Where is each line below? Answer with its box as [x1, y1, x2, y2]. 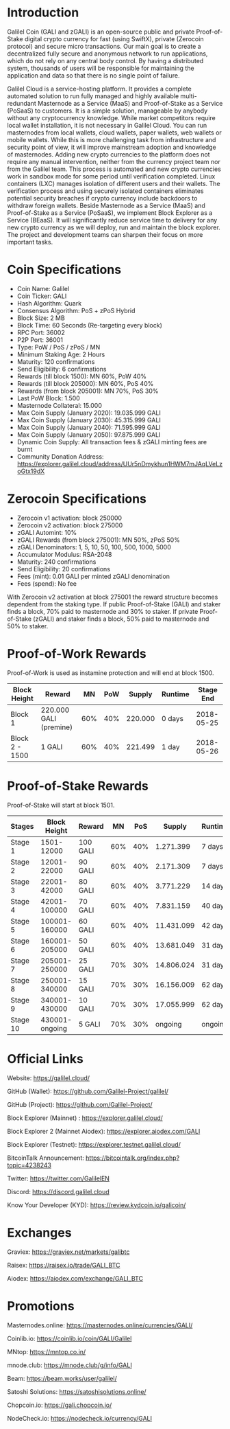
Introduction [7, 5, 79, 21]
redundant [7, 99, 36, 107]
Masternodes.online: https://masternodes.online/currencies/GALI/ [7, 1321, 193, 1329]
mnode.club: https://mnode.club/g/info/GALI [7, 1361, 132, 1369]
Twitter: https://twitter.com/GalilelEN [7, 1174, 110, 1182]
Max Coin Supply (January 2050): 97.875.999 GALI [16, 431, 161, 439]
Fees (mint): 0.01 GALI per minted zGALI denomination [16, 572, 170, 580]
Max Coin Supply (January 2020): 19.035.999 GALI [16, 409, 161, 417]
